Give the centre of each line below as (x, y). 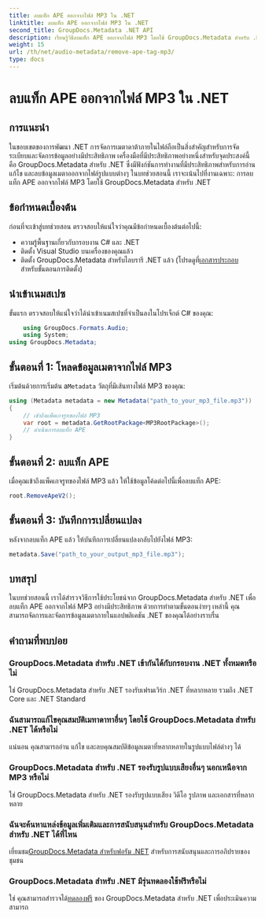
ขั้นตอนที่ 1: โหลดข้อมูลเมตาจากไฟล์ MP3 (90, 367)
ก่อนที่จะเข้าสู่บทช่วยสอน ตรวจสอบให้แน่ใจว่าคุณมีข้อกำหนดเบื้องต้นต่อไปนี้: (105, 226)
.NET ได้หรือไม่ (33, 729)
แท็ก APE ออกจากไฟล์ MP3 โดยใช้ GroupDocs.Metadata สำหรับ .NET (110, 182)
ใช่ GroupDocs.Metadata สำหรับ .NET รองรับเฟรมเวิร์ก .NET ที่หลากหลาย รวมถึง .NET (131, 690)
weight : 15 (27, 45)
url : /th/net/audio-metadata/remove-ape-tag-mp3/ (92, 52)
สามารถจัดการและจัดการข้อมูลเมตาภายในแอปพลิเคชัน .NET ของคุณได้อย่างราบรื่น (114, 616)
